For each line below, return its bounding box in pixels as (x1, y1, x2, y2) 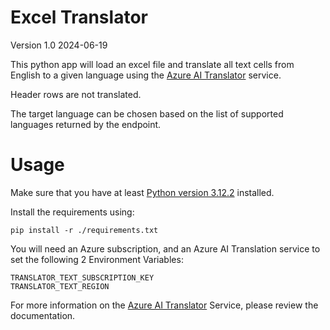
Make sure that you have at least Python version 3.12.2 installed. (10, 186, 275, 198)
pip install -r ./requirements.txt (10, 225, 159, 235)
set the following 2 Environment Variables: (10, 253, 184, 265)
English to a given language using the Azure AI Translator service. (10, 69, 282, 81)
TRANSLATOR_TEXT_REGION (10, 281, 110, 291)
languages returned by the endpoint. (10, 118, 162, 130)
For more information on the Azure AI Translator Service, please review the (10, 299, 319, 311)
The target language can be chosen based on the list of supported (10, 107, 284, 120)
